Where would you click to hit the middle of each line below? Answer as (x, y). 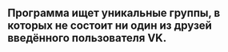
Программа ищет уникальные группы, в (114, 13)
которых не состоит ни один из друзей (110, 26)
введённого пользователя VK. (87, 38)
